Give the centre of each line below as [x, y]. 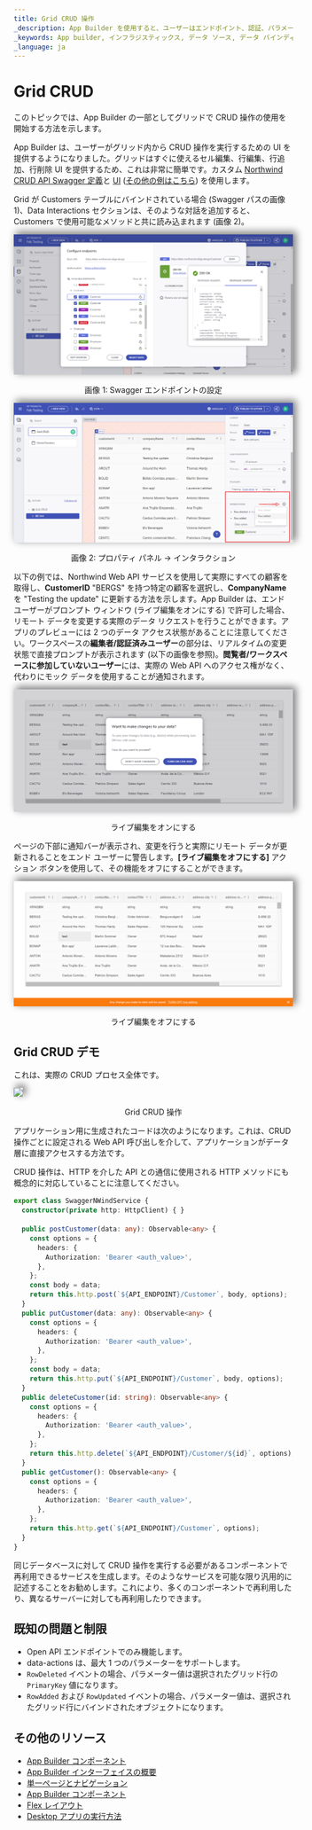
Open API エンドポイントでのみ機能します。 [107, 1652]
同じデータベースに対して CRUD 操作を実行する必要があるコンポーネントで [151, 1565]
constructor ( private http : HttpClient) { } [103, 1210]
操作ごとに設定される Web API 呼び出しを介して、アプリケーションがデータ [152, 1142]
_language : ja [40, 47]
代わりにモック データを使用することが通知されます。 [112, 676]
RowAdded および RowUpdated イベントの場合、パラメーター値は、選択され [159, 1696]
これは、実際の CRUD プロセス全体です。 [89, 1075]
